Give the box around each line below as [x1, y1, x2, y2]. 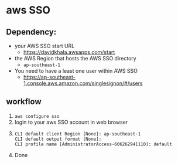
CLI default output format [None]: [14, 136, 102, 142]
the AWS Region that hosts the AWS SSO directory [14, 55, 136, 62]
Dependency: [6, 27, 57, 37]
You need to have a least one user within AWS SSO [14, 67, 138, 74]
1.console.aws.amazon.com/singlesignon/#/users [23, 80, 143, 87]
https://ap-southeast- [23, 74, 76, 80]
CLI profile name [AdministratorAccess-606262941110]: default [14, 141, 173, 147]
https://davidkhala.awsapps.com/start [23, 49, 115, 56]
